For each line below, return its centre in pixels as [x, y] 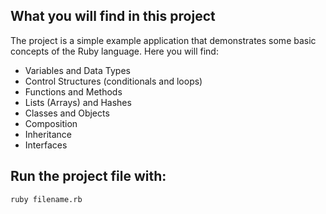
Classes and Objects [67, 113]
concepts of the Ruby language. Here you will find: [114, 51]
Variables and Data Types [77, 70]
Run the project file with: [88, 176]
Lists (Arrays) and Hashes [78, 102]
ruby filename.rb [46, 199]
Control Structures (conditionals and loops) [113, 81]
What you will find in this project [113, 16]
